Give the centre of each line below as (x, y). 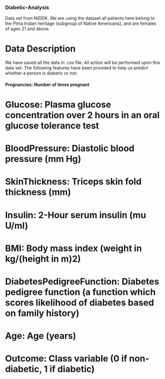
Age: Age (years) (41, 336)
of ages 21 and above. (28, 29)
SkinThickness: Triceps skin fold (73, 182)
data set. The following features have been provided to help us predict (77, 68)
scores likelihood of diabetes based (80, 303)
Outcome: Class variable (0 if (66, 359)
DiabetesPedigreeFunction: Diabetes (82, 281)
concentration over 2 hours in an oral (82, 115)
